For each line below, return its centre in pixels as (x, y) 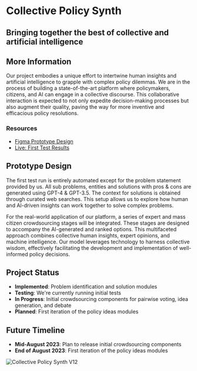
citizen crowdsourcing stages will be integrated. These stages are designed (98, 223)
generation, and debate (43, 305)
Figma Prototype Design (44, 141)
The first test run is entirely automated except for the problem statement (94, 180)
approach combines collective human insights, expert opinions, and (88, 235)
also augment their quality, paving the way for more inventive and (85, 107)
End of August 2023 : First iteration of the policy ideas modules (91, 350)
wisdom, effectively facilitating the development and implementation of (92, 248)
